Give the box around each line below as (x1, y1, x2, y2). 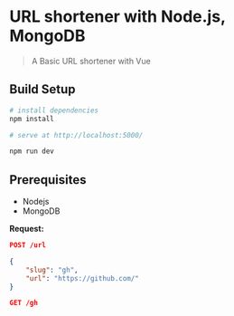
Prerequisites (9, 172, 87, 187)
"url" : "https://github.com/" (25, 273, 140, 282)
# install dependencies (9, 106, 99, 115)
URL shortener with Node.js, (9, 6, 226, 27)
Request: (9, 224, 44, 235)
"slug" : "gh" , (25, 265, 79, 274)
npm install (9, 114, 54, 123)
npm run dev (9, 147, 54, 156)
